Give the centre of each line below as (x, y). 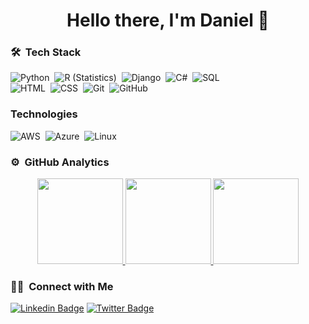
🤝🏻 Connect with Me (62, 286)
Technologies (44, 114)
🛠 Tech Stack (46, 52)
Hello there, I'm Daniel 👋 (168, 20)
